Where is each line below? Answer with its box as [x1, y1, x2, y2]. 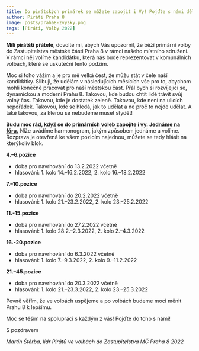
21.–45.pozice [6, 268, 41, 275]
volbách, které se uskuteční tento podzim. [6, 60, 108, 67]
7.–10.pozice [6, 181, 37, 188]
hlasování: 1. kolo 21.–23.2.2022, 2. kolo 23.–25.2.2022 [14, 198, 149, 205]
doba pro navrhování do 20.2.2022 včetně [14, 192, 118, 199]
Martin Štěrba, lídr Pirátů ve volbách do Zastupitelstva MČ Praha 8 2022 [6, 338, 184, 345]
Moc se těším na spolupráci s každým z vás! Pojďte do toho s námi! [6, 315, 171, 323]
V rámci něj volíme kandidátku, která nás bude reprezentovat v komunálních [6, 54, 191, 61]
